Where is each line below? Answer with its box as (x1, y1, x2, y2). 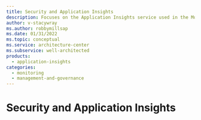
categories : (6, 64, 36, 70)
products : (6, 53, 31, 59)
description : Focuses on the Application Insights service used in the (6, 14, 188, 20)
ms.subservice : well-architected (6, 48, 90, 54)
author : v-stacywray (6, 20, 58, 26)
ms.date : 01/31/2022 (6, 31, 58, 37)
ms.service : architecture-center (6, 42, 90, 48)
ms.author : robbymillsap (6, 25, 68, 32)
